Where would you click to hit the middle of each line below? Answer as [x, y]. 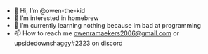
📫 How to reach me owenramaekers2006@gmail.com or [96, 33]
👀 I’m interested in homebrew [56, 18]
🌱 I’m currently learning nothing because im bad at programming [108, 25]
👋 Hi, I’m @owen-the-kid [50, 11]
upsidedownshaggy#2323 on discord [68, 43]
